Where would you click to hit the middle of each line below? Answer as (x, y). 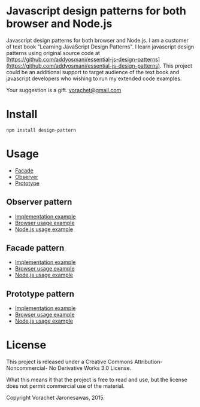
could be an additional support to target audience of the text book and (93, 72)
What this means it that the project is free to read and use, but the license (97, 380)
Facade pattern (35, 248)
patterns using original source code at (53, 53)
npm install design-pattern (41, 130)
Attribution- (149, 362)
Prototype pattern (40, 294)
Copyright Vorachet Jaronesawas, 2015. (56, 398)
